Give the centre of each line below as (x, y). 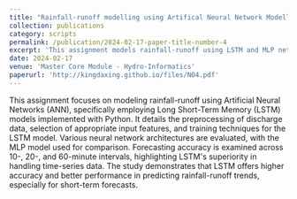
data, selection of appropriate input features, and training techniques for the (148, 128)
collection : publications (57, 26)
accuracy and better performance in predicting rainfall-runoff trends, (134, 175)
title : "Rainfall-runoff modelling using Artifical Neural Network (136, 17)
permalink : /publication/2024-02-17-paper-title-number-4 (118, 42)
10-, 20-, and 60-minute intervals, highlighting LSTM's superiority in (133, 157)
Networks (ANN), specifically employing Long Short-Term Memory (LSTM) (145, 109)
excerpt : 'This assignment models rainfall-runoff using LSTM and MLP (142, 50)
